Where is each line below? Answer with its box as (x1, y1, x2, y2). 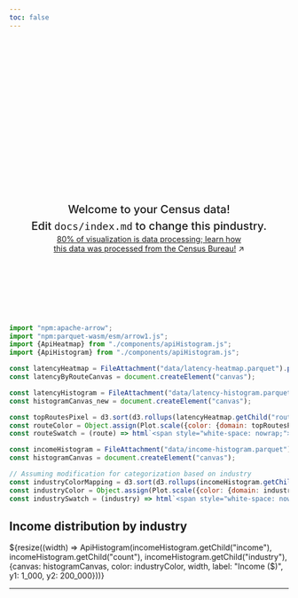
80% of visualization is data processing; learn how (56, 233, 242, 244)
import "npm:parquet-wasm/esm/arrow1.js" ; (9, 332, 169, 341)
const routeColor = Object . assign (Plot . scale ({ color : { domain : (9, 421, 248, 430)
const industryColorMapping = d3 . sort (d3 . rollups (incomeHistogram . (9, 477, 264, 486)
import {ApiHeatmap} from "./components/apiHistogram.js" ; (9, 340, 232, 349)
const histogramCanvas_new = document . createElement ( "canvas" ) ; (9, 397, 252, 405)
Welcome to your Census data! (67, 201, 231, 216)
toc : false (9, 12, 50, 22)
